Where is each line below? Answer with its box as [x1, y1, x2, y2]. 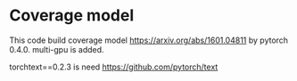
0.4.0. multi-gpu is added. [9, 44, 104, 54]
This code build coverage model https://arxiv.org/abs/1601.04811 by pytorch [9, 35, 288, 45]
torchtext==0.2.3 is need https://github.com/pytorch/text [9, 61, 219, 72]
